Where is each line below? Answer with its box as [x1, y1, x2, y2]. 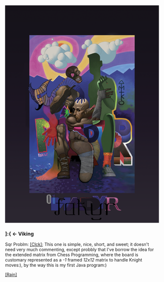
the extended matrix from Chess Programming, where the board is [5, 252, 139, 258]
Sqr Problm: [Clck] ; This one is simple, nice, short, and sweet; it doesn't [5, 242, 149, 247]
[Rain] [5, 272, 17, 278]
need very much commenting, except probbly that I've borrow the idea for [5, 247, 154, 253]
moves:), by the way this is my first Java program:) [5, 262, 107, 268]
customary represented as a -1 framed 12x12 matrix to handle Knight [5, 257, 143, 263]
